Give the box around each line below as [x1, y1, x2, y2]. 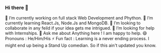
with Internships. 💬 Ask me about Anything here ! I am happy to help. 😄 [5, 31, 147, 36]
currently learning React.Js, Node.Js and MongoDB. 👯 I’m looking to [5, 20, 141, 26]
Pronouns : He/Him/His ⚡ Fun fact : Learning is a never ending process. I [5, 36, 149, 42]
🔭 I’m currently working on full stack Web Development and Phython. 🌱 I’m [5, 15, 153, 21]
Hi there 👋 [5, 4, 29, 11]
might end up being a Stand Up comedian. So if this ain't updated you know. [5, 42, 157, 48]
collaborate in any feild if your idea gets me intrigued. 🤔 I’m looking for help [5, 25, 155, 31]
